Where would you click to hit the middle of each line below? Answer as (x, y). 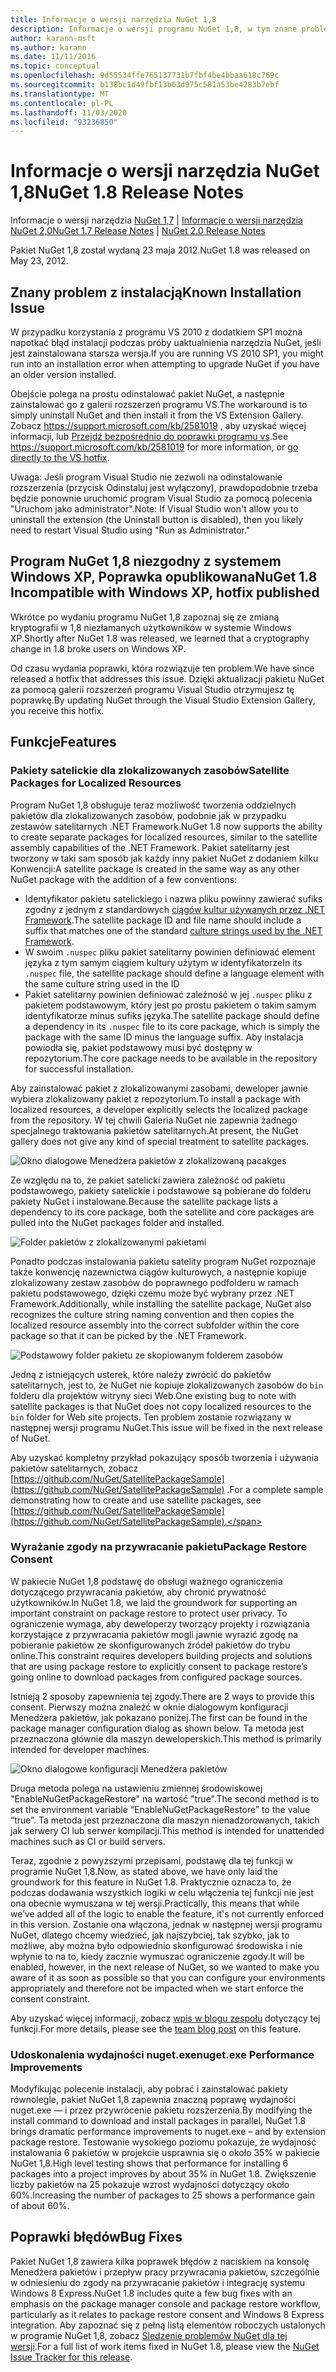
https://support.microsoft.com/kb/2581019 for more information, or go (154, 447)
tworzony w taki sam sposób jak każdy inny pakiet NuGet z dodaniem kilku (164, 858)
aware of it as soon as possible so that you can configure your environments (168, 1977)
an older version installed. (63, 374)
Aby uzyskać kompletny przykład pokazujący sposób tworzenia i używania (164, 1457)
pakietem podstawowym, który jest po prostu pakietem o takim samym (170, 1005)
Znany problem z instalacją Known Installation (156, 292)
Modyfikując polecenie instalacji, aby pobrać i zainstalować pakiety (149, 2089)
